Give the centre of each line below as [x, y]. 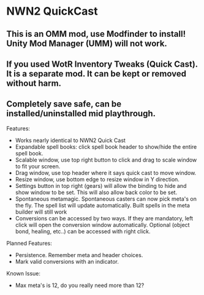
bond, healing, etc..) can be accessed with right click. [83, 231]
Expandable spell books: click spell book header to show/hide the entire [106, 147]
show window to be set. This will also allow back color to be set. [96, 192]
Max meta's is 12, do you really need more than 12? [80, 285]
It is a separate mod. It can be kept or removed [96, 74]
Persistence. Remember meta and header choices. [79, 255]
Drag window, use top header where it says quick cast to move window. [106, 173]
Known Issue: [24, 273]
